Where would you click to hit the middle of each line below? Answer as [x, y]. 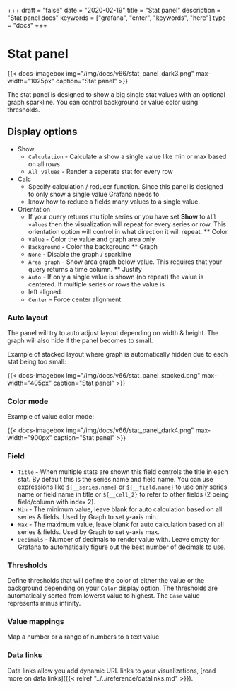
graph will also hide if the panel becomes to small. [80, 341]
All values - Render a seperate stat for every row [100, 171]
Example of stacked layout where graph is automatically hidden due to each [118, 354]
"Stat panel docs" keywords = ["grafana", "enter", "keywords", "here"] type [117, 18]
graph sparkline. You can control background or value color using [103, 102]
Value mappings [36, 621]
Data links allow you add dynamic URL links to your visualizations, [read [112, 671]
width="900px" [30, 438]
